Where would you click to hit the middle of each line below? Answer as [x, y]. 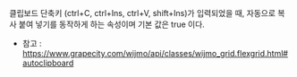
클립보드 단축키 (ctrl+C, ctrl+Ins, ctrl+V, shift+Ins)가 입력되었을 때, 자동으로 [142, 13]
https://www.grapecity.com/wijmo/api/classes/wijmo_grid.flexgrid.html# [155, 53]
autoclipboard [48, 63]
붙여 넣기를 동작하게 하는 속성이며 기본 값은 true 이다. [112, 24]
